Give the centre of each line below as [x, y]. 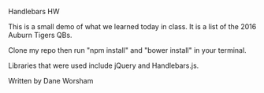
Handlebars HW [34, 11]
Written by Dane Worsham [51, 81]
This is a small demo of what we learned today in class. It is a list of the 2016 [132, 26]
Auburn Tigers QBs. [40, 35]
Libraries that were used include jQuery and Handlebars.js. [104, 65]
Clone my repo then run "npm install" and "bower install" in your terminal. [127, 50]
